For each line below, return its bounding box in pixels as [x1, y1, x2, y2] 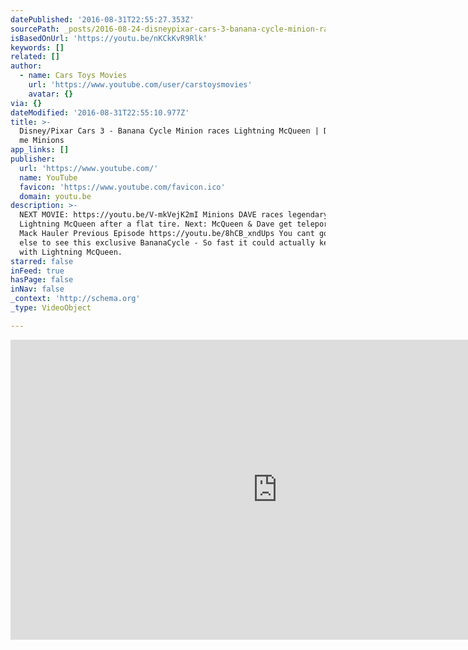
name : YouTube [19, 172, 78, 183]
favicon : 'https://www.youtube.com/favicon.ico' [19, 182, 226, 192]
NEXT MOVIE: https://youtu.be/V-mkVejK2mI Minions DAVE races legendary [19, 210, 329, 220]
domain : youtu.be [19, 191, 92, 201]
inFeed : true [10, 266, 65, 276]
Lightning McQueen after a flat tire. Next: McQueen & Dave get [19, 219, 293, 230]
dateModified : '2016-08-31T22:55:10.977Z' [10, 107, 190, 118]
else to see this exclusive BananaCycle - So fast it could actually [19, 237, 315, 248]
